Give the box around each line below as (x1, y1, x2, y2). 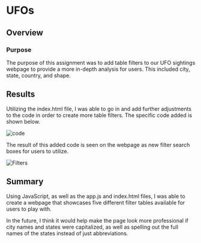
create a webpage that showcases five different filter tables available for (6, 199, 185, 206)
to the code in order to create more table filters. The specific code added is (6, 112, 193, 119)
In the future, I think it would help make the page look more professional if (6, 217, 189, 224)
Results (6, 89, 35, 100)
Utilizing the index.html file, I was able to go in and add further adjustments (6, 105, 192, 112)
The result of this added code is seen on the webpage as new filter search (6, 141, 190, 148)
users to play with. (6, 205, 52, 212)
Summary (6, 176, 44, 187)
